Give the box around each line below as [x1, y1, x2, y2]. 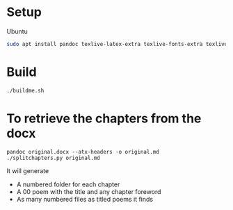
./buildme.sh [6, 87, 45, 94]
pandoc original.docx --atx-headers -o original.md [6, 148, 159, 155]
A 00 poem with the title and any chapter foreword [16, 187, 161, 195]
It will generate [6, 166, 49, 175]
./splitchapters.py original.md [6, 154, 100, 161]
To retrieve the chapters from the [6, 111, 202, 126]
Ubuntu [6, 27, 29, 35]
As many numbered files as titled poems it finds [16, 195, 154, 203]
